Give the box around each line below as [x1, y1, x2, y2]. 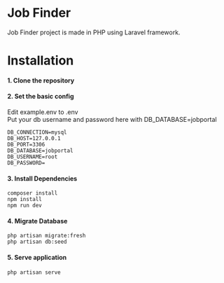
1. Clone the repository [7, 76, 75, 85]
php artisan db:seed [7, 238, 68, 246]
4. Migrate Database [7, 216, 68, 225]
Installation [7, 53, 74, 69]
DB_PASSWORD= [7, 159, 45, 166]
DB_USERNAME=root [7, 153, 58, 160]
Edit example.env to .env [7, 107, 78, 116]
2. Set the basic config [7, 92, 75, 101]
